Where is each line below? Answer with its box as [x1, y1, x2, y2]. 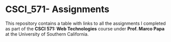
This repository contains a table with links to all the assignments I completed [5, 20, 166, 26]
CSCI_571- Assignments [5, 4, 110, 15]
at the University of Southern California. [5, 31, 89, 37]
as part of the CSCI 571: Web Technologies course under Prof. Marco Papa [5, 25, 165, 31]
